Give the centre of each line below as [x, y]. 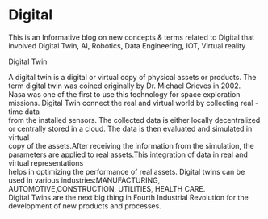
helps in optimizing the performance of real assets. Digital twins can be [127, 171]
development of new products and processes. [85, 206]
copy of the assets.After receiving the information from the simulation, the [131, 145]
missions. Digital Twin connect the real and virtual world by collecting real [131, 103]
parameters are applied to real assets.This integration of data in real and [128, 154]
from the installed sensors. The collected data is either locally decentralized [134, 120]
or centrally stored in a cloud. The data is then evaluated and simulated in [130, 128]
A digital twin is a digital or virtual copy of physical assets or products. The [132, 77]
